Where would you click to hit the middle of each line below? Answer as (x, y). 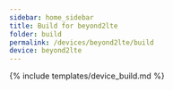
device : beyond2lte (46, 51)
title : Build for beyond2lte (64, 26)
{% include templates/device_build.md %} (87, 76)
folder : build (36, 34)
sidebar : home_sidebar (52, 17)
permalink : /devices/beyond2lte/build (82, 42)
